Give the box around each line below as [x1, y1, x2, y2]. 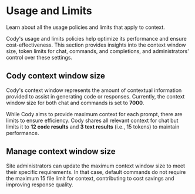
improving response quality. [6, 181, 73, 188]
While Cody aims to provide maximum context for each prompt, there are [6, 110, 183, 117]
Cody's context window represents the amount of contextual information [6, 87, 182, 94]
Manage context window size [6, 146, 116, 157]
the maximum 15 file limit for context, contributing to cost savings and [6, 175, 174, 182]
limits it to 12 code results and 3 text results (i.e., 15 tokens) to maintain [6, 123, 180, 130]
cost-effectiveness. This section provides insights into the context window [6, 41, 186, 48]
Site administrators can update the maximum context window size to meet [6, 162, 186, 169]
